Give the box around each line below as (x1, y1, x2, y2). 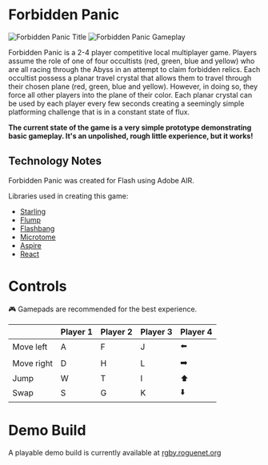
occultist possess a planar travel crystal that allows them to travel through (8, 73, 252, 82)
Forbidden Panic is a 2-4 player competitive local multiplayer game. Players (8, 47, 258, 57)
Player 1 (60, 326, 94, 337)
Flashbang (19, 223, 55, 233)
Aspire (19, 240, 42, 250)
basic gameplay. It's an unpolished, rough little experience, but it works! (8, 130, 254, 141)
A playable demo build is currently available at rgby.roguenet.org (8, 447, 222, 457)
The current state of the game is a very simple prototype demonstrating (8, 122, 252, 132)
